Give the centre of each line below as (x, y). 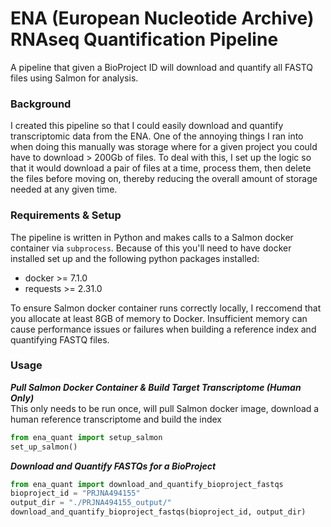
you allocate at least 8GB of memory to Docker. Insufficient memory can (159, 318)
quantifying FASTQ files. (60, 339)
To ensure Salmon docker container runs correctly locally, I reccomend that (166, 308)
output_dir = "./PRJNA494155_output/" (91, 503)
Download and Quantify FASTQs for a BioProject (113, 466)
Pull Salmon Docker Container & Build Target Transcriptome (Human (156, 387)
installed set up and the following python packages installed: (135, 258)
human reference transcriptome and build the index (116, 419)
